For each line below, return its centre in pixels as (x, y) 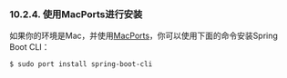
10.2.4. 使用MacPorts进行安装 (76, 14)
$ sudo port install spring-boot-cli (81, 64)
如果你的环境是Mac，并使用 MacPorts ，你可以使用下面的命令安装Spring (143, 36)
